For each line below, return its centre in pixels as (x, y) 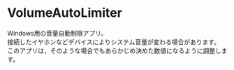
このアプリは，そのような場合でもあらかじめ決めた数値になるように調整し (114, 50)
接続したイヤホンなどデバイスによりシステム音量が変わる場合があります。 (114, 42)
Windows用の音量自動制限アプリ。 (57, 33)
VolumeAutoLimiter (65, 13)
